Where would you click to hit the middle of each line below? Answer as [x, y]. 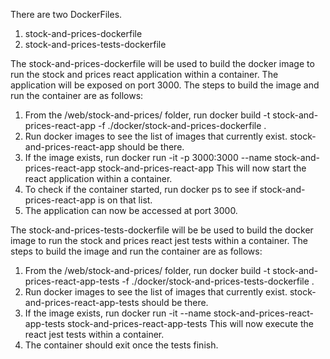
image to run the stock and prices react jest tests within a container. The [159, 240]
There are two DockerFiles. [66, 14]
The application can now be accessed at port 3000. [131, 210]
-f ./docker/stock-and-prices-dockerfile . [182, 125]
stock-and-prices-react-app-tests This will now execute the [190, 323]
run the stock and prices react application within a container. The [144, 74]
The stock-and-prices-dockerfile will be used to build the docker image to [162, 63]
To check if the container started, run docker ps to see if [141, 189]
